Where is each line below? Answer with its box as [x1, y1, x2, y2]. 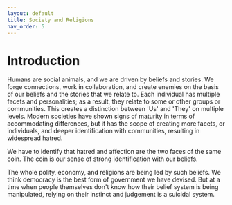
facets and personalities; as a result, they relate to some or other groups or [7, 97, 221, 106]
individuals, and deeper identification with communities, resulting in [7, 127, 200, 135]
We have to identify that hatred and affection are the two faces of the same [7, 148, 222, 156]
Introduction [7, 52, 80, 68]
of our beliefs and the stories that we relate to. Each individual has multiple [7, 90, 220, 99]
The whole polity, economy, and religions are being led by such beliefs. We [7, 168, 222, 177]
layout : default [7, 10, 54, 17]
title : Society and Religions [7, 17, 95, 23]
